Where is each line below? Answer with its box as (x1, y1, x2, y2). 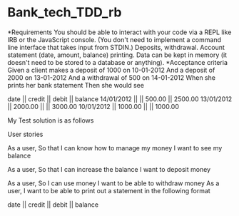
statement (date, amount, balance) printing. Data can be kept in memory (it (7, 51, 227, 59)
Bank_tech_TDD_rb (7, 4, 122, 21)
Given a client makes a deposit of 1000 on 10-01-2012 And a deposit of (7, 66, 215, 74)
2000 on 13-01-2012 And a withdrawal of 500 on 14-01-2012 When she (7, 73, 216, 82)
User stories (7, 130, 44, 138)
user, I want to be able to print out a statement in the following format (7, 186, 210, 195)
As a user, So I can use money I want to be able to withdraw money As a (7, 179, 220, 187)
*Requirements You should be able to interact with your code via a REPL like (7, 28, 232, 36)
